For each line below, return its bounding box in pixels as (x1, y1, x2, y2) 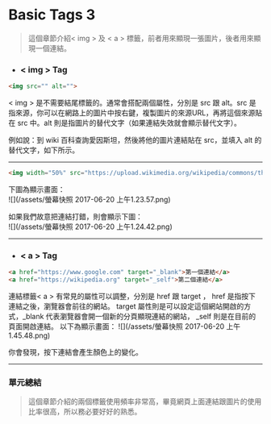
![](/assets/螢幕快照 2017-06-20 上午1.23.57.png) (8, 194, 171, 204)
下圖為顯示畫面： (8, 184, 65, 194)
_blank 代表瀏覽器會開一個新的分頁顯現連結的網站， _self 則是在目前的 (22, 312, 256, 322)
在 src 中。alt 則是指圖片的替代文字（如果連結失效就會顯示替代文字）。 (8, 118, 242, 128)
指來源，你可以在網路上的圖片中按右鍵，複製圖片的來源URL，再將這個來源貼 (8, 108, 263, 118)
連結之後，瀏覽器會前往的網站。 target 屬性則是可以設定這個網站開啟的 (8, 301, 244, 311)
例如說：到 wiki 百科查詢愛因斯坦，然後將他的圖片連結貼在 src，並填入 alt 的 (8, 135, 262, 145)
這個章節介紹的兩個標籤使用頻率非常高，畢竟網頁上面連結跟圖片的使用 (27, 397, 262, 406)
